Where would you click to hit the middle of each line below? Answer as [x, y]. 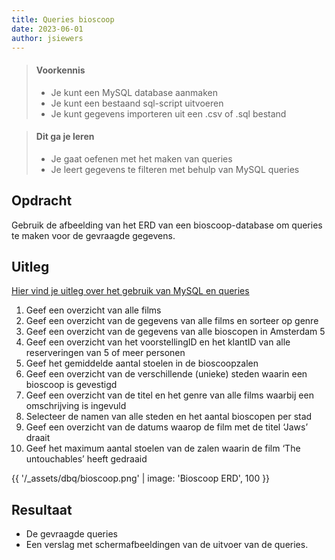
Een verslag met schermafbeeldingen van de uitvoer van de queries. [167, 545]
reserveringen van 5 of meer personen [105, 353]
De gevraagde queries [71, 534]
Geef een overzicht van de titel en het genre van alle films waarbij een [169, 395]
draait [38, 438]
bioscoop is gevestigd [71, 385]
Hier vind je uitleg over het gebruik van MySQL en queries [130, 291]
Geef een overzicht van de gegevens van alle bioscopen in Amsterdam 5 [175, 332]
